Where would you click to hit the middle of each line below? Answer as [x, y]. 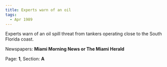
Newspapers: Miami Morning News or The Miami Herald [65, 49]
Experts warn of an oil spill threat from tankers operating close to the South [83, 34]
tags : [11, 15]
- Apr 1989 [21, 19]
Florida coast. [19, 39]
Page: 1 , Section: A [25, 59]
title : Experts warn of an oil [38, 10]
